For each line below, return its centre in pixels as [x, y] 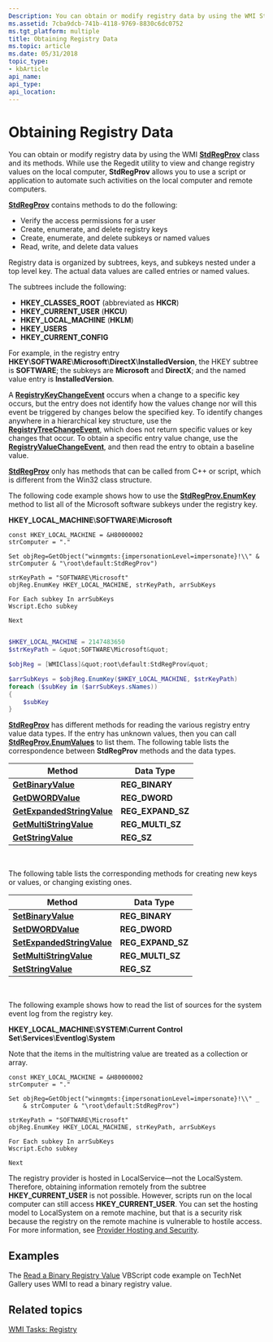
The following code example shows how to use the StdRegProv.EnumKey [132, 496]
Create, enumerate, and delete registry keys [94, 230]
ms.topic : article [39, 46]
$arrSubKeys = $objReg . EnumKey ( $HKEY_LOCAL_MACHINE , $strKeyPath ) [123, 679]
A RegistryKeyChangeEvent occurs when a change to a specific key [124, 395]
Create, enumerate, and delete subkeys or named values [115, 238]
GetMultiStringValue [53, 825]
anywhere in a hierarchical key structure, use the [90, 421]
